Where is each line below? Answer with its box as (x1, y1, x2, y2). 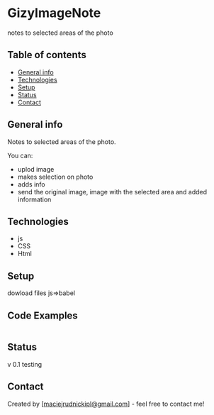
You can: (7, 151, 33, 160)
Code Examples (7, 309, 78, 321)
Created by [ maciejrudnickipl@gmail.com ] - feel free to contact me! (7, 399, 205, 408)
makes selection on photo (17, 172, 94, 181)
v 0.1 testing (7, 360, 43, 368)
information (17, 195, 52, 204)
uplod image (17, 165, 55, 173)
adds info (17, 179, 45, 189)
